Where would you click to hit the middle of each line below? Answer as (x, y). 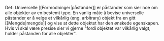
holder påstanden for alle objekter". (41, 33)
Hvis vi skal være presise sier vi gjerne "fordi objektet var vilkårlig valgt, (78, 28)
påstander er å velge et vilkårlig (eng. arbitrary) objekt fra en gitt (70, 18)
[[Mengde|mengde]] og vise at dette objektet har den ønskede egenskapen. (82, 23)
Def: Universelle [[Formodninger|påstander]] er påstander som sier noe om (82, 8)
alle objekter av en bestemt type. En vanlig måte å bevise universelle (75, 13)
